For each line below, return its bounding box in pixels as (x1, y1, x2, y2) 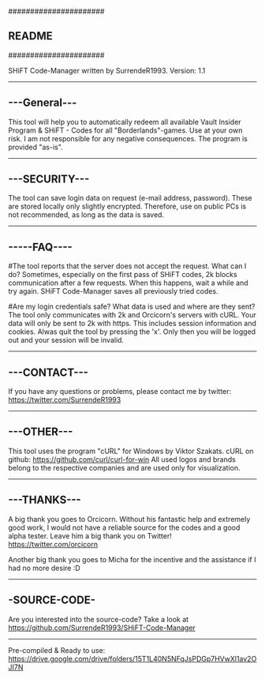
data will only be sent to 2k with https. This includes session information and (8, 319, 256, 328)
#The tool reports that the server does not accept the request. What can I (8, 261, 247, 271)
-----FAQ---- (8, 240, 73, 253)
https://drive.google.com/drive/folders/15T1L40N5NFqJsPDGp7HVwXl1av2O (8, 654, 257, 663)
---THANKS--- (8, 493, 81, 507)
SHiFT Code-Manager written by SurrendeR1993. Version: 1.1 (8, 66, 206, 75)
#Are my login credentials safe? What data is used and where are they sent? (8, 302, 256, 311)
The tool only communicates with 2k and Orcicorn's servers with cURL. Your (8, 310, 256, 320)
